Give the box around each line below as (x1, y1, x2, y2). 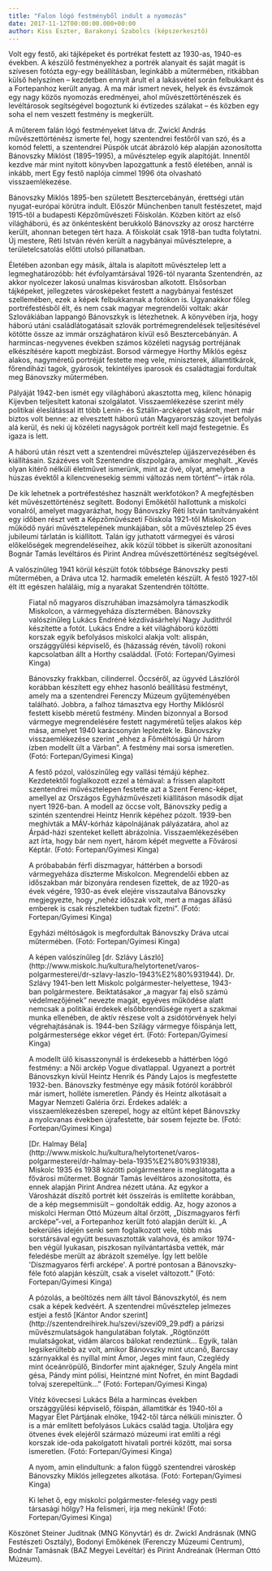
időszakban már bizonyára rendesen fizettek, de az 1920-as (28, 878, 230, 887)
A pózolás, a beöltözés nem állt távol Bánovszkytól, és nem (28, 1293, 227, 1303)
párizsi (201, 1319, 225, 1328)
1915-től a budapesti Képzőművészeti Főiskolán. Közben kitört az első (8, 210, 241, 220)
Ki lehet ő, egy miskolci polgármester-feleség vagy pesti (28, 1495, 218, 1505)
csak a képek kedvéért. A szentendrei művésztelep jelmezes (28, 1301, 231, 1311)
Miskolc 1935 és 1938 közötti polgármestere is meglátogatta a (28, 1165, 235, 1175)
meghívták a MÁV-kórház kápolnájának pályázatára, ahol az (28, 819, 229, 829)
